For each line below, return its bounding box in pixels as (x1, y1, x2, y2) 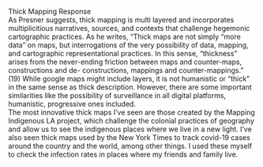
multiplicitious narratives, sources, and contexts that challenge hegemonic (8, 24, 250, 32)
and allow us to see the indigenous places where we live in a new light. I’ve (8, 124, 253, 134)
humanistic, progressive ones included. (8, 99, 137, 108)
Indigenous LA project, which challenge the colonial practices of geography (8, 116, 255, 125)
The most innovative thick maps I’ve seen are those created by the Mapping (8, 108, 255, 117)
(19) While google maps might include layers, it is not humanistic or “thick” (8, 74, 250, 83)
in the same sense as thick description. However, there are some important (8, 82, 253, 92)
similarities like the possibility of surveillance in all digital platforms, (8, 91, 227, 100)
